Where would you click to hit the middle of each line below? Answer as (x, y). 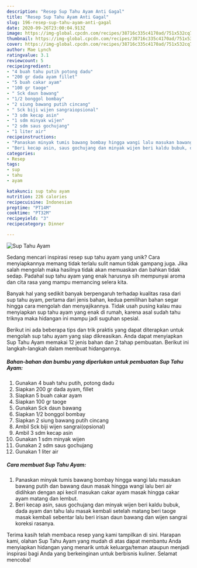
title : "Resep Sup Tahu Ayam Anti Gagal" (58, 17)
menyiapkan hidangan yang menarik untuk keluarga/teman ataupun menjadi (98, 547)
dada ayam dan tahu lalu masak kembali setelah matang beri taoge (95, 510)
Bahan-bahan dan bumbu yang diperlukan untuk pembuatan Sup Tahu (95, 362)
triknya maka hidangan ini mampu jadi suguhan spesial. (73, 318)
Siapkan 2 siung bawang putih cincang (62, 420)
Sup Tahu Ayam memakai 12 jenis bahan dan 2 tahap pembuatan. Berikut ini (98, 342)
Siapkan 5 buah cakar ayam (49, 395)
